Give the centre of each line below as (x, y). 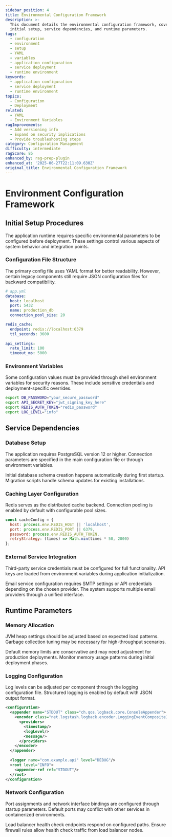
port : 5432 (21, 306)
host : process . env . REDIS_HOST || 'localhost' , (60, 524)
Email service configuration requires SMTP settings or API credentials (79, 584)
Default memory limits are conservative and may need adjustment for (78, 652)
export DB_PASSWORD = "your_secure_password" (52, 398)
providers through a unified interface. (45, 594)
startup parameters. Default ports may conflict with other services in (78, 809)
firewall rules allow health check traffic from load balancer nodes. (74, 830)
